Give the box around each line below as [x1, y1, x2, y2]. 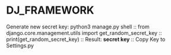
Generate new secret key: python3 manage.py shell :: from [6, 23, 150, 30]
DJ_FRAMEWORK [6, 4, 94, 17]
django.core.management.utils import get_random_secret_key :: [6, 29, 162, 36]
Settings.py [6, 42, 34, 49]
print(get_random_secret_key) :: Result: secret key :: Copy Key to [6, 35, 166, 43]
